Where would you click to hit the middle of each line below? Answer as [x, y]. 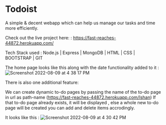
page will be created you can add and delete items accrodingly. [70, 108]
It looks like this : [22, 117]
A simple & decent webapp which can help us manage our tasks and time [80, 23]
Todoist [21, 9]
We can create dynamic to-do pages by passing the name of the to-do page [83, 92]
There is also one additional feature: [42, 82]
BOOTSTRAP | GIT [24, 58]
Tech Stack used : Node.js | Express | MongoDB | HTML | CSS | [70, 53]
